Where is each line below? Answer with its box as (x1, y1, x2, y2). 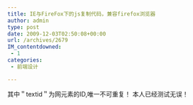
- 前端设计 (10, 63, 39, 70)
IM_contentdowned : (7, 43, 62, 50)
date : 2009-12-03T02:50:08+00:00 (7, 30, 106, 38)
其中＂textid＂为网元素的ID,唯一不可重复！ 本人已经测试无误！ (7, 89, 189, 98)
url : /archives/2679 (7, 37, 69, 44)
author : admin (7, 17, 50, 24)
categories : (7, 57, 43, 64)
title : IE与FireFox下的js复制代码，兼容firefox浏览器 (7, 10, 156, 18)
